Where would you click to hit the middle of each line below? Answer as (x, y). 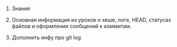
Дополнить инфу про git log (46, 37)
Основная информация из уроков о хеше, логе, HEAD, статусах (91, 20)
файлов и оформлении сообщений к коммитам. (71, 26)
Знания (21, 9)
